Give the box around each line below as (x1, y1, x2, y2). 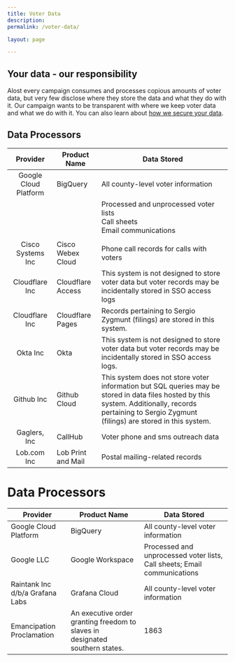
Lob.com (15, 447, 45, 457)
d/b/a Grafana (10, 588, 57, 598)
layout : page (7, 36, 45, 43)
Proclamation (10, 630, 55, 640)
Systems (16, 248, 45, 258)
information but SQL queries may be (101, 381, 220, 390)
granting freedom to (70, 617, 136, 626)
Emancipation (10, 621, 56, 631)
